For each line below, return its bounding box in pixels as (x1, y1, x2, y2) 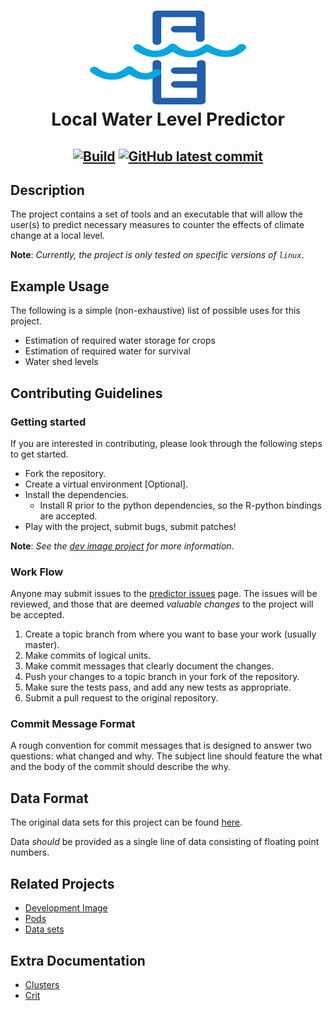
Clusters (24, 978, 60, 990)
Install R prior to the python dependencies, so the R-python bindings (39, 499, 322, 511)
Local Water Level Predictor (51, 108, 285, 131)
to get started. (10, 448, 69, 460)
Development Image (24, 902, 108, 914)
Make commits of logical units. (24, 650, 152, 662)
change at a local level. (10, 230, 105, 242)
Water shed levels (24, 356, 99, 368)
